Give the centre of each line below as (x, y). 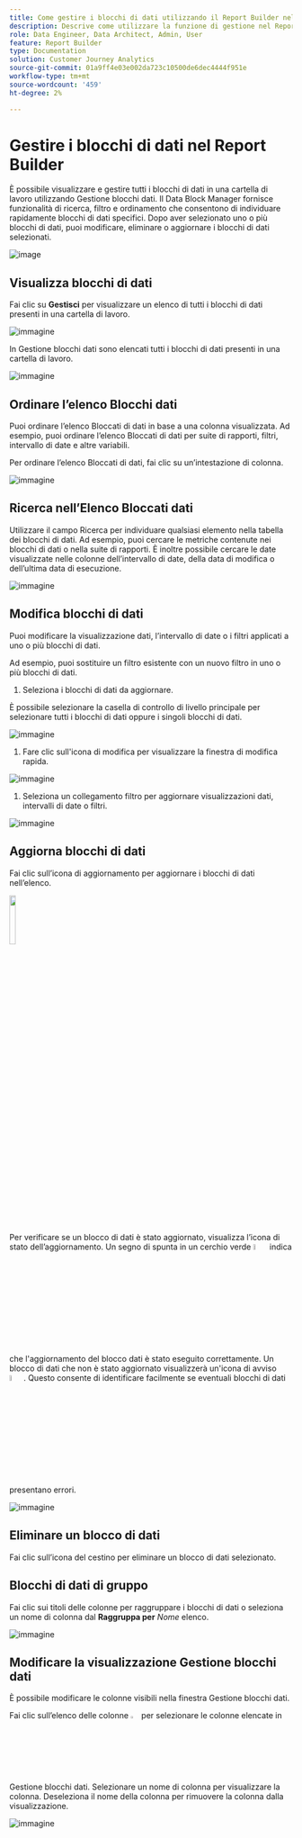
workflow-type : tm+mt (50, 77)
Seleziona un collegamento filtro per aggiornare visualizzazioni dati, (148, 796)
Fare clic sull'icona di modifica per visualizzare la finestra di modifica (150, 752)
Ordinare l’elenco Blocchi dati (93, 405)
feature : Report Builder (56, 43)
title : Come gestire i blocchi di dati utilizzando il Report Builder (144, 18)
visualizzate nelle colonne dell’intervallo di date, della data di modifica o (142, 558)
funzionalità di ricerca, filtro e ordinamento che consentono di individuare (145, 209)
